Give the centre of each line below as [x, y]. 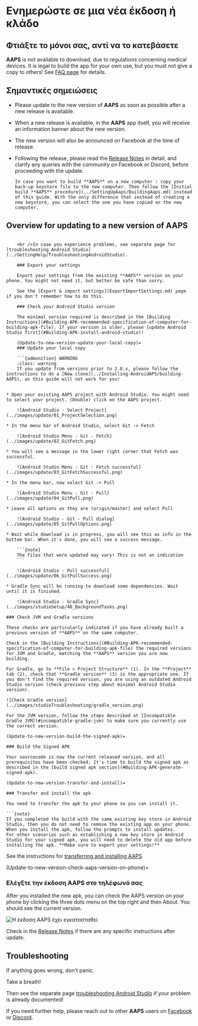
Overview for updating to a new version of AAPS [97, 226]
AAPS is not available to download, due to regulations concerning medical [97, 59]
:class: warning [37, 363]
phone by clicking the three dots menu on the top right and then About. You [98, 902]
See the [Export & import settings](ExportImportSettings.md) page [101, 291]
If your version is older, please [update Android [122, 327]
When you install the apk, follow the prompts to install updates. [91, 830]
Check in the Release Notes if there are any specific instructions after [91, 931]
